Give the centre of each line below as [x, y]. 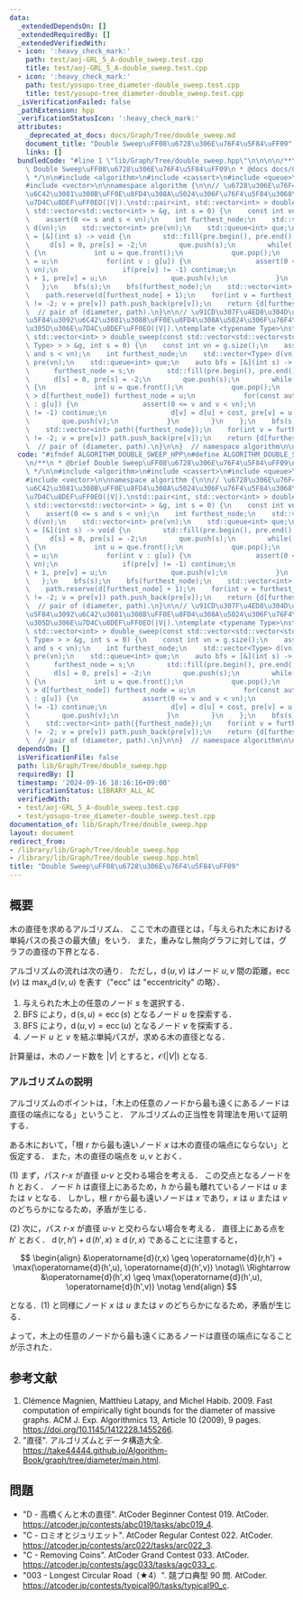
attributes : [40, 127]
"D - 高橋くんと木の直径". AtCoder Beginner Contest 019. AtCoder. [145, 1514]
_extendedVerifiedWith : [62, 43]
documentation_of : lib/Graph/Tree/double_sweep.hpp [108, 824]
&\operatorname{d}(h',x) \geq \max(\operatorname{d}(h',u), [151, 1276]
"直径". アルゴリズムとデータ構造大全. [92, 1440]
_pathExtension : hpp [56, 110]
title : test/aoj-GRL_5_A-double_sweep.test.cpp [116, 69]
